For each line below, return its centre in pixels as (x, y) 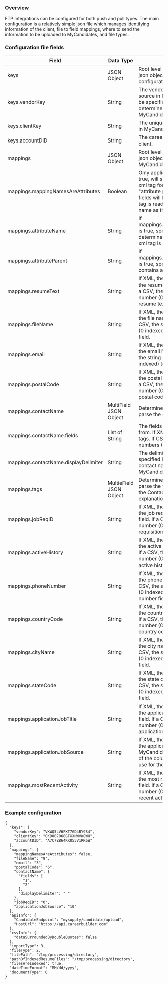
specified (150, 459)
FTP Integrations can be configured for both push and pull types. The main (82, 19)
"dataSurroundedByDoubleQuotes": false (56, 937)
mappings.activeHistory (35, 552)
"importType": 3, (28, 946)
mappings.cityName (31, 652)
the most (149, 779)
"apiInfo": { (23, 915)
